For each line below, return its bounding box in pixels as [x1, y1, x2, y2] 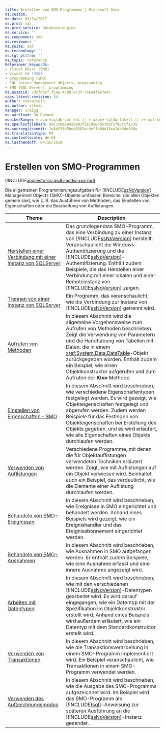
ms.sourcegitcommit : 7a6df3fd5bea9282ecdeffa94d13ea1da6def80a [5, 126, 137, 131]
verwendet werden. [91, 668, 136, 675]
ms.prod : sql [5, 21, 32, 26]
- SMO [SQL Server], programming [5, 85, 74, 90]
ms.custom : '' [5, 12, 34, 17]
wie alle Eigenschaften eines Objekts [65, 432, 151, 438]
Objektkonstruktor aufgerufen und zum [65, 368, 156, 375]
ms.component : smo [5, 35, 43, 40]
